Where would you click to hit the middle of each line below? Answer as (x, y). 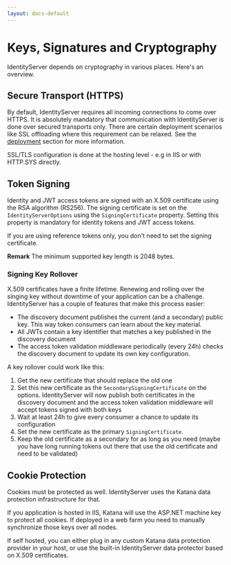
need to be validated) (47, 454)
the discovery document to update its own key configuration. (104, 354)
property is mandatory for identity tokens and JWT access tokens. (101, 223)
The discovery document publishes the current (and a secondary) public (120, 317)
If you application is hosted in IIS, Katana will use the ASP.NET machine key (114, 513)
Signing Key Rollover (42, 274)
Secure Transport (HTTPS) (66, 95)
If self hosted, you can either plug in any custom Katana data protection (109, 541)
